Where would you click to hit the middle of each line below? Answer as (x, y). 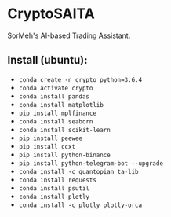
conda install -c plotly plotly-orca (80, 205)
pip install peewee (51, 138)
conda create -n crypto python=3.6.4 (80, 79)
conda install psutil (54, 188)
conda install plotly (54, 197)
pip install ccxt (47, 146)
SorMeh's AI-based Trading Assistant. (69, 35)
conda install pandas (54, 96)
